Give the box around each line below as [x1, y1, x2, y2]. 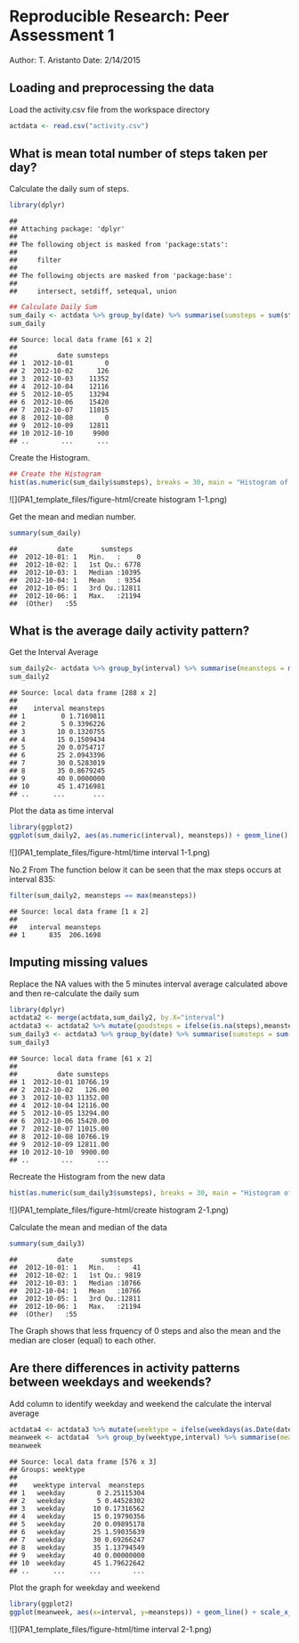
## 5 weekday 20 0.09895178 [9, 1520, 145, 1529]
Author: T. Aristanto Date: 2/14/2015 [9, 54, 141, 65]
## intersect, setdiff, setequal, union [9, 287, 177, 296]
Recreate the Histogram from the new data [9, 1171, 166, 1181]
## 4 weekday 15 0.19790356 [9, 1512, 145, 1521]
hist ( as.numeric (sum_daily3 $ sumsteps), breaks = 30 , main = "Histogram [9, 1188, 280, 1198]
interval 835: [9, 873, 56, 884]
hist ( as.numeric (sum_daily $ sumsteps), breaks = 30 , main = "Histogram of [9, 478, 289, 486]
